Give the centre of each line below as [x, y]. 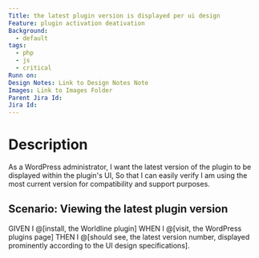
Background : [28, 30]
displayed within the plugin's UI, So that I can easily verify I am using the [128, 175]
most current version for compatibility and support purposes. [109, 184]
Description [48, 145]
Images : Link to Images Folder [61, 90]
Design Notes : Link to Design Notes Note [79, 83]
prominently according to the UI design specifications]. [99, 245]
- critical [34, 68]
